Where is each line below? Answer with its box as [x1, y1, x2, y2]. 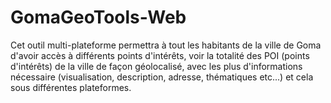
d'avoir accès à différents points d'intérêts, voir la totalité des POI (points [10, 49, 310, 61]
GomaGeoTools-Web [10, 6, 187, 29]
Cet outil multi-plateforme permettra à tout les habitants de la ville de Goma [10, 39, 322, 51]
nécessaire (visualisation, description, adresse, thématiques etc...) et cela [10, 71, 314, 83]
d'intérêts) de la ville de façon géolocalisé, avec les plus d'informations [10, 60, 303, 72]
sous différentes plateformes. [10, 81, 132, 93]
